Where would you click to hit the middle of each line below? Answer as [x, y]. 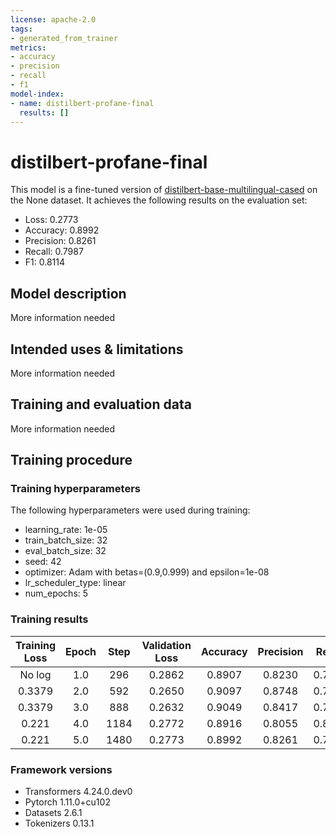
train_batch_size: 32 [66, 540]
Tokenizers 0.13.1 [59, 823]
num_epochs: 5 [56, 593]
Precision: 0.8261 [60, 241]
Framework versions [61, 769]
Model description [68, 293]
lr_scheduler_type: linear [75, 583]
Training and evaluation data [101, 404]
